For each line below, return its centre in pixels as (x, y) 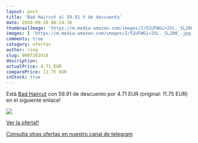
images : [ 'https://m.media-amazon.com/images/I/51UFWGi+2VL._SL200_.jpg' (100, 34)
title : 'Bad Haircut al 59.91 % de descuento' (64, 17)
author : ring (22, 50)
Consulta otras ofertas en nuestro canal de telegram (70, 134)
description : (22, 61)
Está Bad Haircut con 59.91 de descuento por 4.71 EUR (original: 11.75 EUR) (97, 94)
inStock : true (24, 77)
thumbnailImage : (26, 28)
